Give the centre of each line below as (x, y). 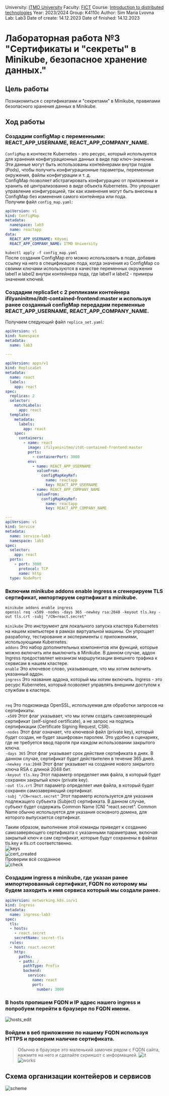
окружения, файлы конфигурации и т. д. (48, 175)
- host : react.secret (32, 947)
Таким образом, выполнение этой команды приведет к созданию (76, 827)
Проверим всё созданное (33, 859)
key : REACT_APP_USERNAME (72, 485)
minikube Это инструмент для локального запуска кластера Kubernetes (82, 626)
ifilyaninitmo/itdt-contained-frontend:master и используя (78, 298)
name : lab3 (21, 345)
